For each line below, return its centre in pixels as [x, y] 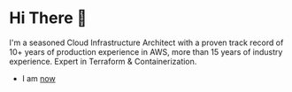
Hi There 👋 [48, 18]
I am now [38, 78]
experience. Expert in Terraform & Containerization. [103, 61]
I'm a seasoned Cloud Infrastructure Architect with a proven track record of [146, 42]
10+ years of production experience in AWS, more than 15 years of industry [146, 51]
